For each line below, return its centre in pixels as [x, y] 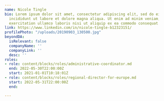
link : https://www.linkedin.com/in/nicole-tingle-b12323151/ [68, 28]
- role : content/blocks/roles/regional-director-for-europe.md [70, 78]
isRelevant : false [28, 41]
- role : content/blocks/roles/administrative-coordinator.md [68, 64]
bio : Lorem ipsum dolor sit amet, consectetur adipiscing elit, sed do [79, 14]
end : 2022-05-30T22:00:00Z [36, 69]
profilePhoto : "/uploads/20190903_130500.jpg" [53, 32]
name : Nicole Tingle [26, 10]
